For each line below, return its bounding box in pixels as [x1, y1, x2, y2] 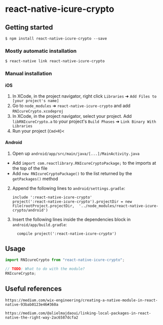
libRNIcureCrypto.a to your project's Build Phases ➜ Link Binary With [12, 118, 157, 124]
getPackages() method [12, 176, 58, 181]
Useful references [5, 285, 62, 293]
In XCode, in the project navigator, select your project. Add [12, 113, 132, 119]
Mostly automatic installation [5, 47, 77, 54]
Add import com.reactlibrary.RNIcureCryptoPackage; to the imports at [12, 160, 157, 166]
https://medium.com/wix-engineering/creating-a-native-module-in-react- [5, 297, 158, 303]
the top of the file [12, 165, 48, 171]
